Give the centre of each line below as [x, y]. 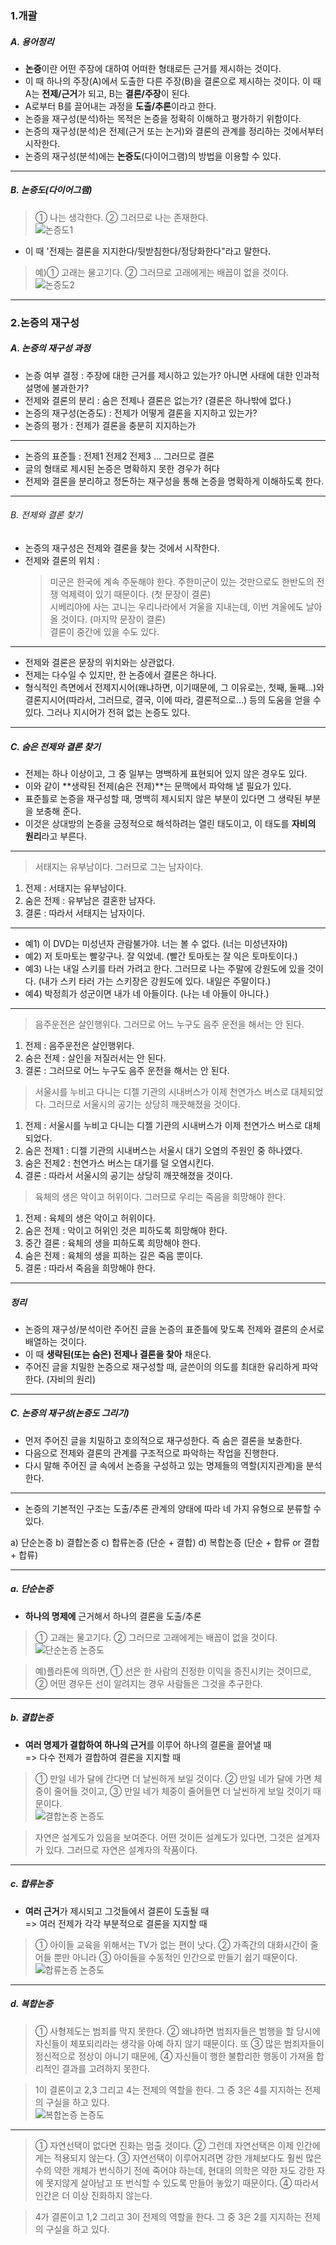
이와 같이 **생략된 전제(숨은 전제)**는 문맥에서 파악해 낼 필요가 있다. [158, 786]
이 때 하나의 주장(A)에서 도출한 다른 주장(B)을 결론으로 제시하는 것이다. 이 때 [173, 81]
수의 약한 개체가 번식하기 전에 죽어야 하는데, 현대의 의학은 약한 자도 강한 [174, 2170]
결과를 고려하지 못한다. [106, 2068]
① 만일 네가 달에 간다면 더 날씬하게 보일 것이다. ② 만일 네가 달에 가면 [173, 1778]
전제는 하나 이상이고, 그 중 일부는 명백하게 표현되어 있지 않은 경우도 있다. [166, 773]
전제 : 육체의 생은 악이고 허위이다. [90, 1218]
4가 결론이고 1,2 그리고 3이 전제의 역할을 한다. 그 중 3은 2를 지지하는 [168, 2216]
